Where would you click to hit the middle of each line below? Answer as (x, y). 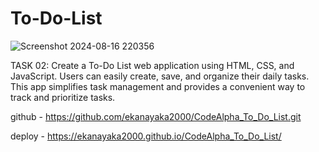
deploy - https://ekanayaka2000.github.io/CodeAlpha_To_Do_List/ (146, 136)
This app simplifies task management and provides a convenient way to (158, 86)
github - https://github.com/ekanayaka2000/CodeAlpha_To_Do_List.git (156, 116)
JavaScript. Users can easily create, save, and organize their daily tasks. (160, 76)
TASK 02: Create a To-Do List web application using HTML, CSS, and (152, 65)
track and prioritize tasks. (63, 97)
